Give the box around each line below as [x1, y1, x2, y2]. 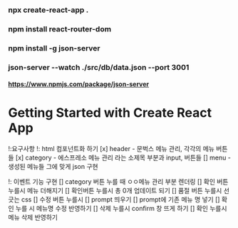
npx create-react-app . [8, 5, 89, 15]
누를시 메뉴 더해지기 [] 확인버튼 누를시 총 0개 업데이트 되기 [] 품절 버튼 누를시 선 [8, 187, 230, 195]
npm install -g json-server [8, 43, 100, 53]
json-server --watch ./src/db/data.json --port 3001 [8, 62, 190, 72]
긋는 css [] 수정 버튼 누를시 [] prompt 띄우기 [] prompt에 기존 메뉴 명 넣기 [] [8, 195, 220, 204]
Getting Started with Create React [8, 105, 212, 121]
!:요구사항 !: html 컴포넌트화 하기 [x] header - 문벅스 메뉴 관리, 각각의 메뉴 [8, 145, 214, 153]
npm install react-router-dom [8, 24, 112, 33]
